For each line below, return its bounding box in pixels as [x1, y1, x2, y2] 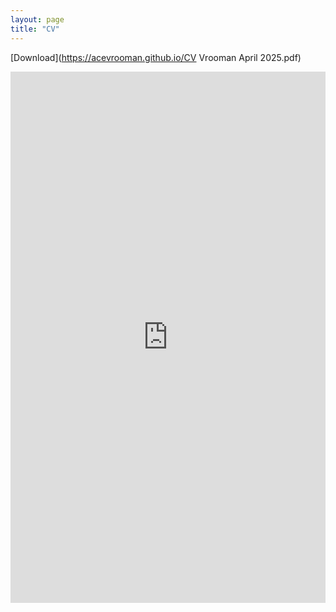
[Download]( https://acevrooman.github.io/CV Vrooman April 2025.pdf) [10, 51, 302, 63]
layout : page [10, 14, 65, 25]
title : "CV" [10, 24, 60, 34]
